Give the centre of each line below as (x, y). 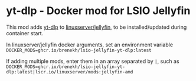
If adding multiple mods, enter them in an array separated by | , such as (93, 61)
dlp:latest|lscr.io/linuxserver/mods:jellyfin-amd (70, 72)
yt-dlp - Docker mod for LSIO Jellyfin (98, 11)
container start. (25, 33)
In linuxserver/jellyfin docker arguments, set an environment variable (89, 45)
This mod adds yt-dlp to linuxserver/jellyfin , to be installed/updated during (97, 27)
